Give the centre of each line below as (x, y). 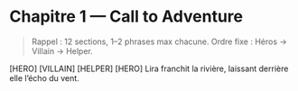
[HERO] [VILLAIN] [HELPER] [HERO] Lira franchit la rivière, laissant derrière (149, 68)
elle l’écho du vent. (44, 77)
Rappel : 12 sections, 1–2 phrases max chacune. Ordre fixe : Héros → (159, 41)
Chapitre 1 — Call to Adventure (126, 17)
